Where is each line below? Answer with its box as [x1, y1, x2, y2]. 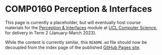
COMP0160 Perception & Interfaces [5, 3, 152, 15]
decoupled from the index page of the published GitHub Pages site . [5, 44, 141, 50]
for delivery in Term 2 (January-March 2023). [5, 30, 97, 36]
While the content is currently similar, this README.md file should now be [5, 39, 147, 45]
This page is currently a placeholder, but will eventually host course [5, 19, 141, 25]
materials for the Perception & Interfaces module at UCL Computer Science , [5, 24, 158, 30]
